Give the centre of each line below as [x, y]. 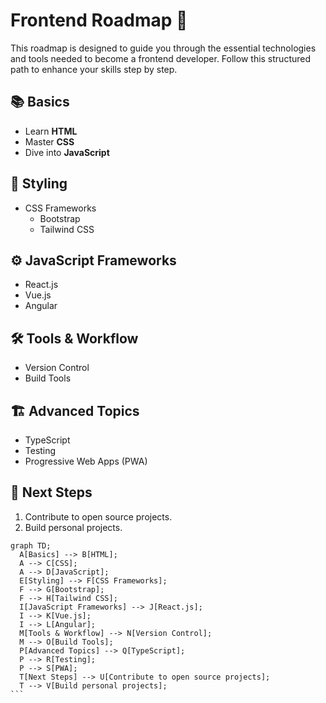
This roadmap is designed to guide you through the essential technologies [163, 48]
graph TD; [31, 545]
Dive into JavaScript [67, 152]
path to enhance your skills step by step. [94, 69]
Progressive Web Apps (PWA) [86, 461]
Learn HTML [51, 131]
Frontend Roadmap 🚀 [99, 20]
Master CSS [49, 141]
